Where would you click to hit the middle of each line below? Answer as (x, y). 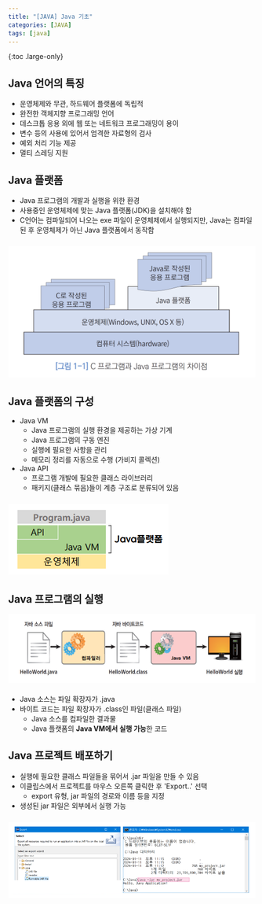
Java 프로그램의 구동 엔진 (70, 440)
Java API (34, 469)
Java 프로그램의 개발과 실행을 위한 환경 (79, 200)
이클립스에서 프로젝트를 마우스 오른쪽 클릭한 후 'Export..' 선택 (113, 786)
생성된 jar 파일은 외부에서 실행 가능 (73, 806)
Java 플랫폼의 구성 (51, 401)
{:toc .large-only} (36, 57)
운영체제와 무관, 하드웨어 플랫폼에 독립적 (81, 104)
